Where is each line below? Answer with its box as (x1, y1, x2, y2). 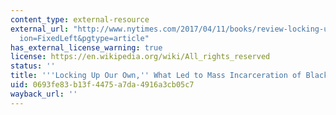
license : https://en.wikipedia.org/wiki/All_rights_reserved (10, 52, 271, 62)
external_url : (10, 24, 70, 34)
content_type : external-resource (10, 14, 150, 25)
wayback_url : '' (10, 89, 78, 99)
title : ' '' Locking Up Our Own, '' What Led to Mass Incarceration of (10, 71, 302, 81)
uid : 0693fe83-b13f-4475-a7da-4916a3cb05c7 (10, 80, 195, 90)
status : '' (10, 61, 56, 71)
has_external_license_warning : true (10, 42, 163, 53)
